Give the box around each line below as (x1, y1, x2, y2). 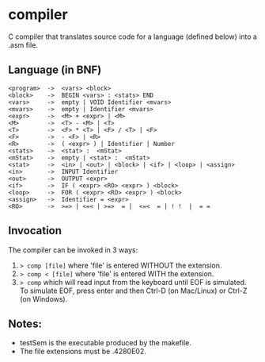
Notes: (8, 317, 42, 330)
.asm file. (8, 40, 38, 49)
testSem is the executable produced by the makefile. (19, 338, 191, 348)
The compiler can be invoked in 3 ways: (8, 245, 138, 255)
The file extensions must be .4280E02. (19, 347, 146, 356)
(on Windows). (19, 294, 68, 303)
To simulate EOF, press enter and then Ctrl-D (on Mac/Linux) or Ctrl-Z (19, 286, 248, 295)
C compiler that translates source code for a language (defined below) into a (8, 32, 257, 41)
